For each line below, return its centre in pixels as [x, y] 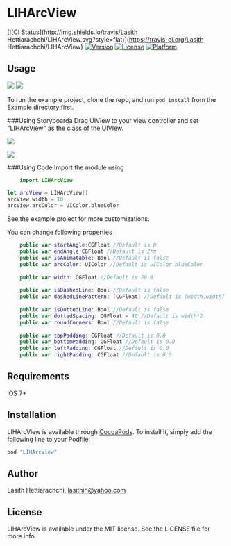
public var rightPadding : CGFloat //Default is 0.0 [96, 355]
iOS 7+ [17, 393]
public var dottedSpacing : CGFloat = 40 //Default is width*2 [111, 316]
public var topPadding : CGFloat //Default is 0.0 [93, 336]
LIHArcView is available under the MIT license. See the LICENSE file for [109, 529]
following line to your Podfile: [49, 439]
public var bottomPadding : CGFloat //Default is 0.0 [97, 342]
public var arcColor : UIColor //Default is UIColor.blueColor [111, 264]
